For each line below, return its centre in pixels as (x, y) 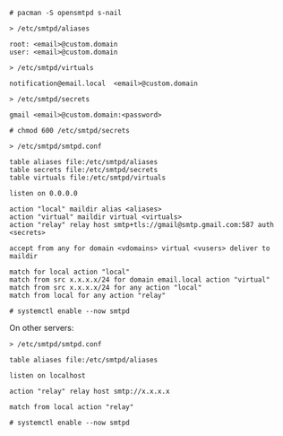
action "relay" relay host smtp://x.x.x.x (90, 391)
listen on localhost (48, 376)
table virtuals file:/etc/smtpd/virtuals (88, 178)
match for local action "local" (69, 272)
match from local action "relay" (72, 407)
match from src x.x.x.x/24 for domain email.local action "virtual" (140, 280)
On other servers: (42, 328)
